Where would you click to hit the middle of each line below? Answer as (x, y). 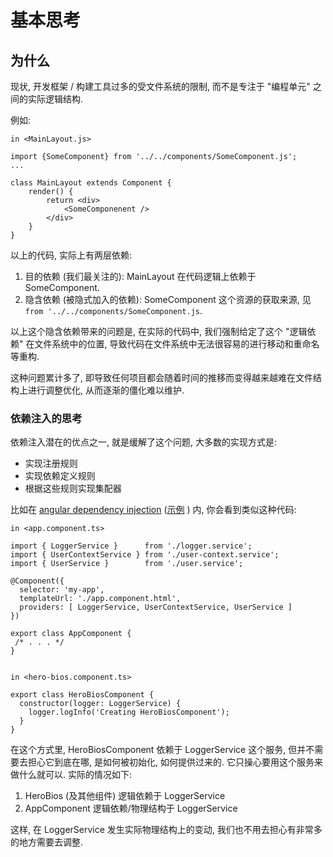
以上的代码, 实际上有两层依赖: (71, 255)
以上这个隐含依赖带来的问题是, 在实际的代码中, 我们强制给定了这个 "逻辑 (159, 331)
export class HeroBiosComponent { (82, 695)
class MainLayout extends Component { (91, 183)
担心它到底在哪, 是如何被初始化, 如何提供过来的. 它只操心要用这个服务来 (175, 762)
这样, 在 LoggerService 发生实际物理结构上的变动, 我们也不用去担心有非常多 (166, 830)
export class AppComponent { (71, 634)
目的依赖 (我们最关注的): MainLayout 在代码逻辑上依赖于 (140, 276)
